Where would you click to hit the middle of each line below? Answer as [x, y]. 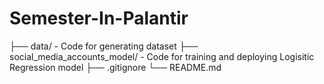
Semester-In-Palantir [99, 18]
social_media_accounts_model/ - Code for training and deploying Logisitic [162, 56]
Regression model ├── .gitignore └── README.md [115, 67]
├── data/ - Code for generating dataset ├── [104, 46]
